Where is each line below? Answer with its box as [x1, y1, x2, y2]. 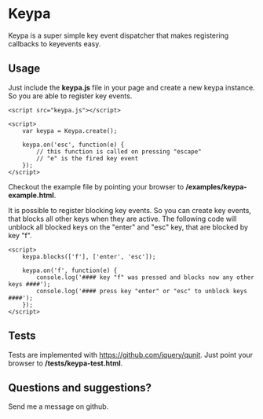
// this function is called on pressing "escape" [36, 147, 202, 156]
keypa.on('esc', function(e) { [22, 141, 125, 149]
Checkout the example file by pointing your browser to [8, 182, 184, 191]
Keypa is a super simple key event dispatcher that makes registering [8, 31, 229, 40]
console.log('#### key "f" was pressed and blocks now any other [36, 273, 255, 281]
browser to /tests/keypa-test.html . [8, 358, 123, 368]
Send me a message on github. [8, 402, 109, 411]
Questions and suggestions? [8, 380, 152, 394]
